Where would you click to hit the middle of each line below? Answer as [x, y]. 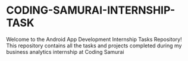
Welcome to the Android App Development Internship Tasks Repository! [94, 39]
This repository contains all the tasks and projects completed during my [94, 46]
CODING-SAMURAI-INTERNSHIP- [91, 10]
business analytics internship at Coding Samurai [65, 52]
